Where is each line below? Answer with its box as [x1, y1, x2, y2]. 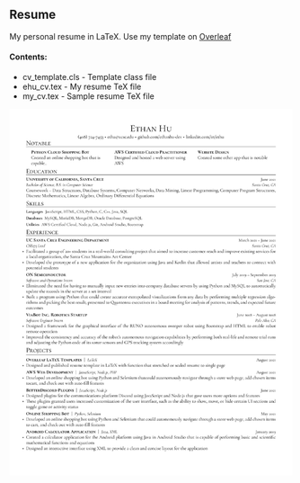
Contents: [9, 51, 48, 62]
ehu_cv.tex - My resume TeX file [22, 81, 142, 93]
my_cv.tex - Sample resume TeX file [22, 91, 154, 102]
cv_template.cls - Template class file [22, 72, 157, 83]
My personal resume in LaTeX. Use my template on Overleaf [9, 31, 232, 41]
